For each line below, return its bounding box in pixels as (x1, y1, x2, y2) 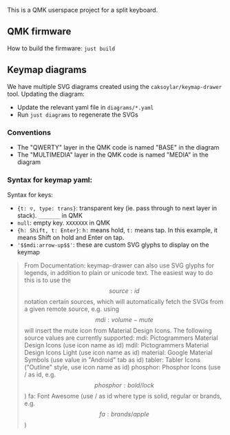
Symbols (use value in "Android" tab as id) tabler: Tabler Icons (23, 356, 201, 364)
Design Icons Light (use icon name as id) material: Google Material (23, 348, 213, 357)
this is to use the (23, 276, 71, 285)
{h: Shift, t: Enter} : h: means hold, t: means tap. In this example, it (17, 226, 218, 234)
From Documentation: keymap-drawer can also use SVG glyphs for (23, 261, 215, 270)
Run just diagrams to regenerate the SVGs (17, 110, 139, 119)
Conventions (7, 128, 52, 137)
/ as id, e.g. (23, 370, 56, 378)
